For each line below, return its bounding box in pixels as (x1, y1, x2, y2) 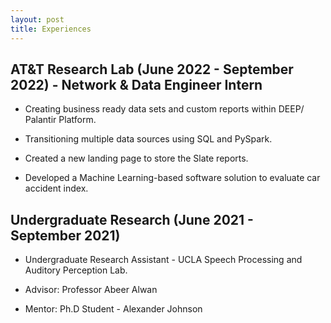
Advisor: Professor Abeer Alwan (24, 284, 158, 296)
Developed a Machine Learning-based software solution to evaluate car (24, 172, 321, 184)
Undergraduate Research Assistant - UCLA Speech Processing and (24, 254, 303, 266)
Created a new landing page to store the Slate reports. (24, 152, 249, 165)
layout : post (10, 14, 65, 25)
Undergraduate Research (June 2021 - (10, 211, 254, 228)
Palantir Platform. (24, 114, 97, 126)
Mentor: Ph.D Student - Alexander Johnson (24, 303, 203, 315)
